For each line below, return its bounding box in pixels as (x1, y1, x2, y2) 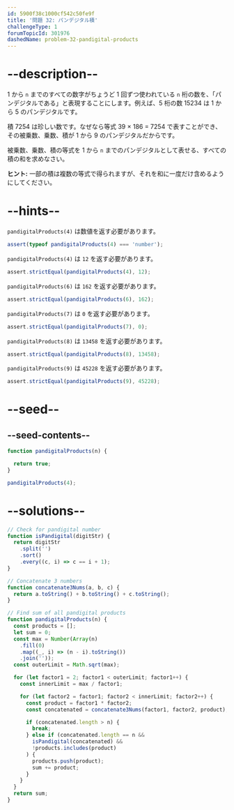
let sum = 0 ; (13, 629, 52, 636)
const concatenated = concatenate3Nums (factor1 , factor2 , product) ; (25, 706, 229, 713)
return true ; (13, 460, 52, 467)
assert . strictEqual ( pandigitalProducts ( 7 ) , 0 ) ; (7, 323, 148, 330)
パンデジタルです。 (26, 107, 81, 116)
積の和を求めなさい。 (7, 155, 68, 163)
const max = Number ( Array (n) (13, 636, 98, 643)
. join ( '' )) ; (19, 655, 54, 662)
